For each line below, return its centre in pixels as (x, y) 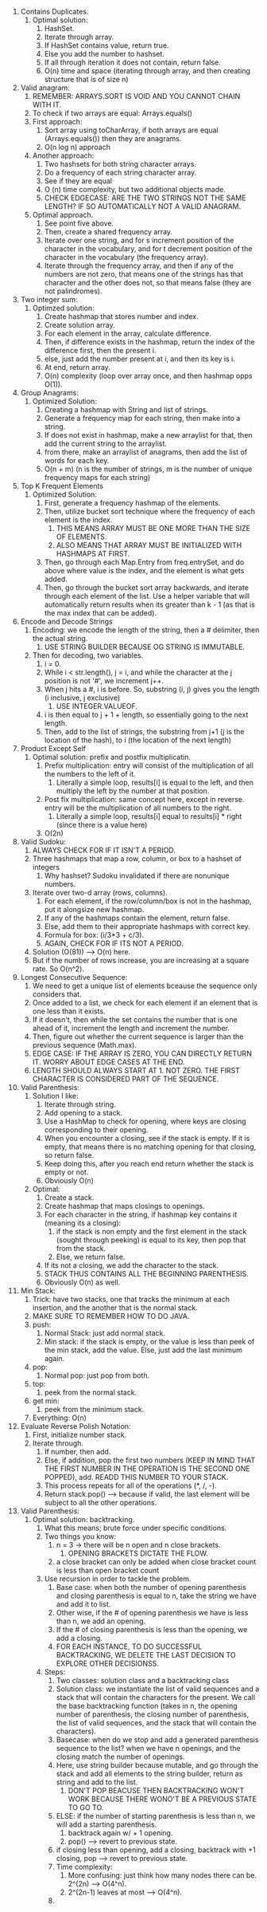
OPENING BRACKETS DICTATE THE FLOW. (138, 1553)
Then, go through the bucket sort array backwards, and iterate (147, 588)
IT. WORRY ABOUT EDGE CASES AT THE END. (108, 1062)
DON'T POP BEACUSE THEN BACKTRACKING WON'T (156, 1790)
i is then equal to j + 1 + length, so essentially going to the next (146, 714)
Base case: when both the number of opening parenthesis (151, 1587)
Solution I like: (55, 1096)
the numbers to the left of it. (90, 774)
